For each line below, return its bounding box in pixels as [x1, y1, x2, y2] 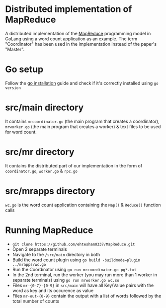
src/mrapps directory [5, 185, 95, 197]
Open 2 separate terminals [12, 246, 67, 252]
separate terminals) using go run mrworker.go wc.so [12, 277, 119, 283]
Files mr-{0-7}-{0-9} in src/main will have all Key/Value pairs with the [12, 282, 154, 288]
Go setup [5, 64, 44, 75]
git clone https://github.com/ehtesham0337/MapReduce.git [12, 242, 135, 247]
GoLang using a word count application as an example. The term [5, 36, 138, 42]
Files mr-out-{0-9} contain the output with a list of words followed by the [12, 293, 162, 299]
